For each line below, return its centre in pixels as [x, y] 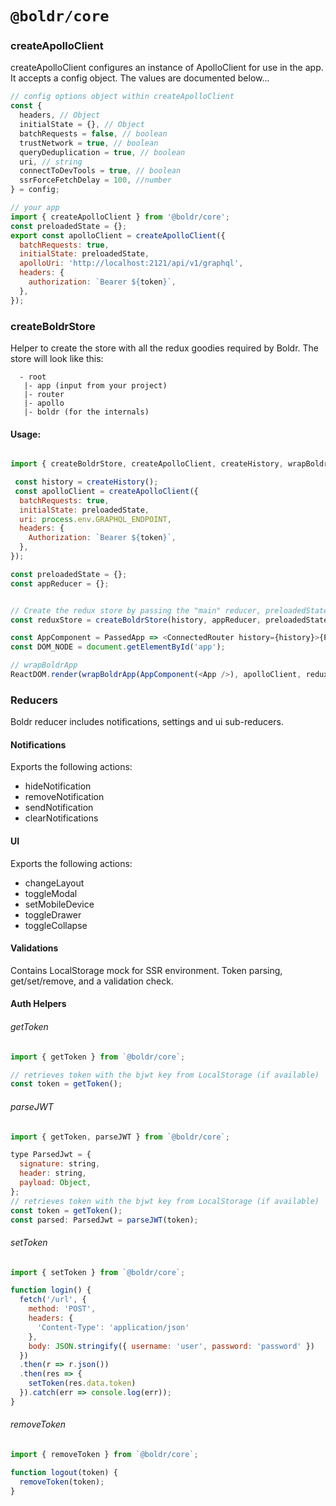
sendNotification [59, 808]
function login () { [51, 1290]
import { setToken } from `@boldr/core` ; [98, 1272]
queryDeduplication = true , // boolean [102, 152]
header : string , [53, 1173]
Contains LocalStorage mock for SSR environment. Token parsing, [146, 970]
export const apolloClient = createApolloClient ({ [118, 235]
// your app [35, 208]
